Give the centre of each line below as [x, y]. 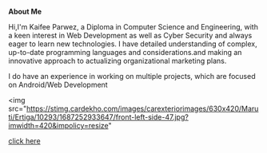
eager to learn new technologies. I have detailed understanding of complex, [133, 44]
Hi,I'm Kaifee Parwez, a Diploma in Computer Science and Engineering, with [133, 27]
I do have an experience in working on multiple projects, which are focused [132, 76]
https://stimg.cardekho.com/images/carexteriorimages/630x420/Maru [143, 108]
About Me [25, 12]
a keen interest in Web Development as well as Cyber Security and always [130, 35]
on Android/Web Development [58, 84]
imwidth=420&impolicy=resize [58, 126]
